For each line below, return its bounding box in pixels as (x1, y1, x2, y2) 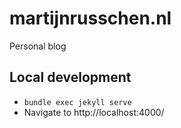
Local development (9, 69, 132, 86)
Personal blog (9, 40, 67, 52)
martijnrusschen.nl (9, 7, 172, 30)
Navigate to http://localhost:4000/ (23, 106, 165, 118)
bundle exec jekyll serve (23, 97, 132, 107)
